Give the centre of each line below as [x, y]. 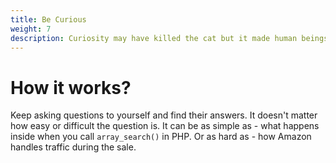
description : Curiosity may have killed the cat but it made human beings [169, 38]
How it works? [71, 87]
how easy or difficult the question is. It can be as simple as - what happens [165, 126]
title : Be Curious [48, 19]
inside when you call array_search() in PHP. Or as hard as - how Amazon [161, 137]
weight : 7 [31, 29]
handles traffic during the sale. [73, 147]
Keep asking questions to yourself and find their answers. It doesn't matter [164, 115]
